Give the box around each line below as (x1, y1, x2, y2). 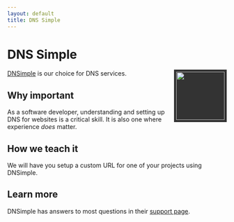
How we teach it (7, 143, 79, 155)
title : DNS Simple (7, 17, 61, 24)
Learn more (7, 189, 58, 200)
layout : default (7, 10, 54, 17)
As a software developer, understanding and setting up (7, 108, 165, 117)
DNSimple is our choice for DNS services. (7, 69, 127, 78)
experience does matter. (7, 123, 77, 131)
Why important (7, 89, 75, 101)
